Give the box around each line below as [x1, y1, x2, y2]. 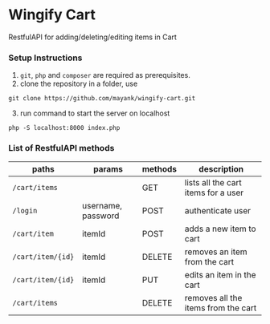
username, [81, 200, 123, 211]
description [198, 163, 244, 174]
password [81, 210, 120, 221]
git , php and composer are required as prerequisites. [19, 71, 190, 80]
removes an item [184, 246, 247, 257]
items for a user [184, 187, 244, 198]
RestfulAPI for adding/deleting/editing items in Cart [8, 32, 177, 42]
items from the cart [184, 302, 257, 314]
